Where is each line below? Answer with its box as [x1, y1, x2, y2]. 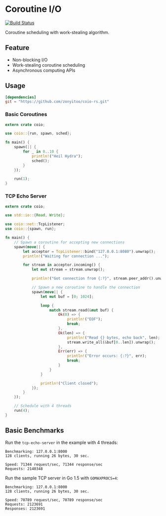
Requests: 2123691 [5, 502, 43, 507]
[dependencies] [5, 95, 37, 100]
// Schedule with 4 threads [14, 403, 72, 408]
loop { [40, 303, 54, 308]
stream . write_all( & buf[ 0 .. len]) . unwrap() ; [67, 340, 156, 345]
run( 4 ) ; [14, 408, 30, 413]
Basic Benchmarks [5, 426, 64, 435]
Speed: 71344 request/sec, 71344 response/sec [5, 462, 103, 467]
